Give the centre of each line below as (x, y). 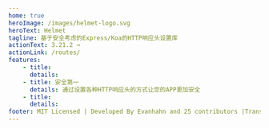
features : (25, 60)
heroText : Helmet (37, 30)
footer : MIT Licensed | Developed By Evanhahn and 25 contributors (123, 112)
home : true (26, 16)
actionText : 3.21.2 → (44, 45)
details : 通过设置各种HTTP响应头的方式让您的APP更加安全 (115, 89)
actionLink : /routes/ (44, 52)
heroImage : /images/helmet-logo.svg (69, 23)
